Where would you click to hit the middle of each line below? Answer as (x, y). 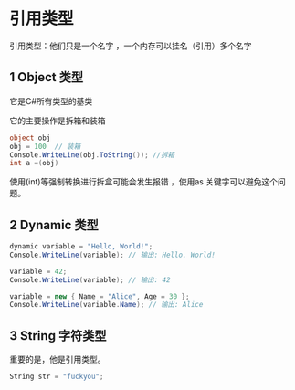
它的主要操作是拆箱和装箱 (58, 121)
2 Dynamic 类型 (54, 225)
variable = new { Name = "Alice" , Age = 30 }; (100, 296)
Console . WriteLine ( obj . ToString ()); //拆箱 (92, 155)
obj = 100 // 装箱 (45, 146)
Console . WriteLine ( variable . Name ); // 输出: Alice (106, 305)
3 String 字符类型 (58, 336)
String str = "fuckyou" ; (57, 377)
